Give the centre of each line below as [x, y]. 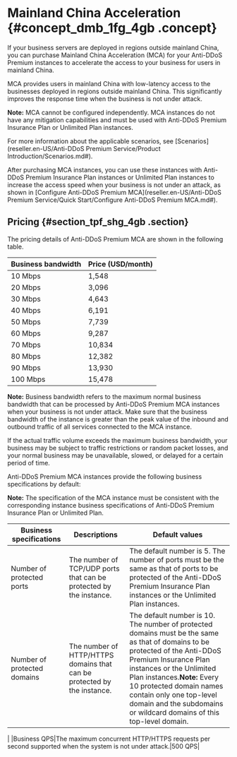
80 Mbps [26, 356]
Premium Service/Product [123, 148]
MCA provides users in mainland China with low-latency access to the [109, 83]
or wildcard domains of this [175, 713]
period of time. [29, 463]
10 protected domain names [176, 686]
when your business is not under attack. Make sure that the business [108, 412]
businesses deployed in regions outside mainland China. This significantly [115, 91]
